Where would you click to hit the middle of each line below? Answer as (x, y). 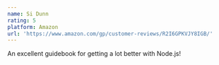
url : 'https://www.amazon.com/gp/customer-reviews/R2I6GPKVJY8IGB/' (110, 34)
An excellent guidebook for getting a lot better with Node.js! (94, 54)
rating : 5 (22, 20)
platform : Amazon (33, 27)
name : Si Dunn (28, 14)
